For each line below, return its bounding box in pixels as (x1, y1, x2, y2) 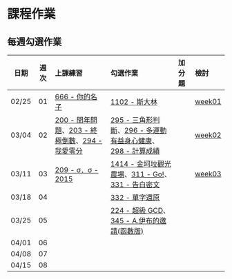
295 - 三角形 (110, 115, 153, 125)
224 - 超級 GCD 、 (110, 206, 171, 215)
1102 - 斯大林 (110, 97, 157, 107)
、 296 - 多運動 (117, 125, 167, 135)
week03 (194, 169, 222, 178)
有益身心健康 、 (110, 136, 159, 145)
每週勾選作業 (7, 36, 62, 48)
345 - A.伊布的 (110, 216, 160, 225)
